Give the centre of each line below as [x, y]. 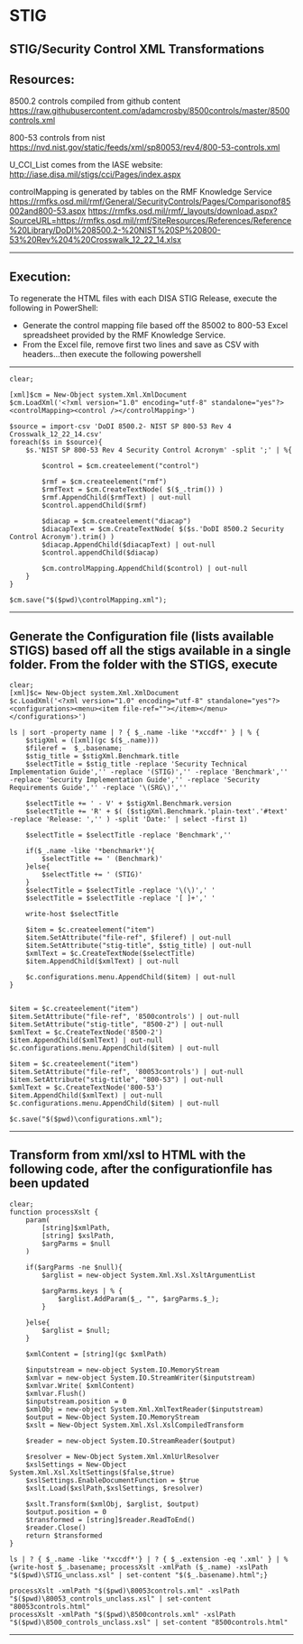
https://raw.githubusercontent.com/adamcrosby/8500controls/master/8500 [150, 111]
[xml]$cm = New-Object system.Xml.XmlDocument [98, 395]
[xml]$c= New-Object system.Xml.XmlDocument [94, 693]
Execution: [40, 276]
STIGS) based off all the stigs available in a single [150, 650]
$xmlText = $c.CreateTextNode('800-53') [87, 1088]
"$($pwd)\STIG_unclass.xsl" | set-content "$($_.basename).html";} [139, 1575]
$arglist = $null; [76, 1330]
